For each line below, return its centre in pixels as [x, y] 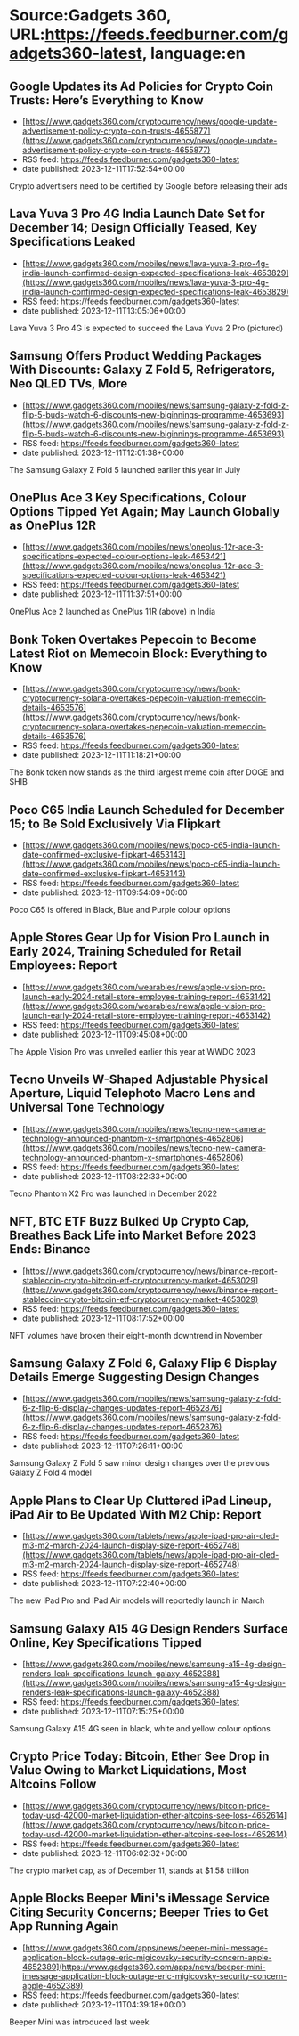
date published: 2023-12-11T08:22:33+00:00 [105, 1176]
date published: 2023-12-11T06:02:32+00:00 [105, 1853]
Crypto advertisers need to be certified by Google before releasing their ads [149, 186]
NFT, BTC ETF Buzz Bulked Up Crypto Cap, [129, 1222]
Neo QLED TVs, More [69, 384]
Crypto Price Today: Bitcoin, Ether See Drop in [139, 1757]
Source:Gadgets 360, [90, 16]
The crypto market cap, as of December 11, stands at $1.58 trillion [129, 1870]
